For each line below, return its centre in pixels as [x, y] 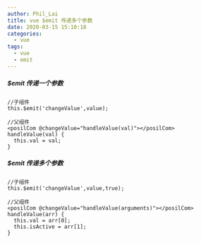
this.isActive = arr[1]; [50, 227]
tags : [15, 47]
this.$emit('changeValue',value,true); [66, 188]
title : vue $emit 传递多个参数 [50, 20]
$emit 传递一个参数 [35, 83]
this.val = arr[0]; [42, 220]
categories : [25, 34]
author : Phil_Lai [33, 14]
